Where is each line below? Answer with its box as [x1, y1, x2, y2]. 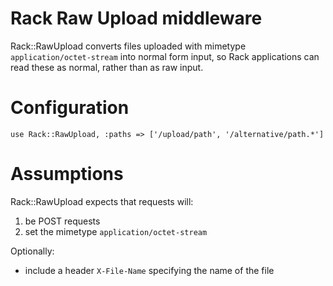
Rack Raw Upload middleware [10, 7, 263, 30]
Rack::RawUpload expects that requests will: [10, 195, 194, 207]
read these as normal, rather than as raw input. [10, 61, 204, 73]
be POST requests [24, 215, 101, 227]
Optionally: [10, 245, 55, 257]
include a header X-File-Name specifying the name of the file [24, 264, 275, 276]
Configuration [10, 97, 130, 119]
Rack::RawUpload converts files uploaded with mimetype [10, 40, 247, 52]
